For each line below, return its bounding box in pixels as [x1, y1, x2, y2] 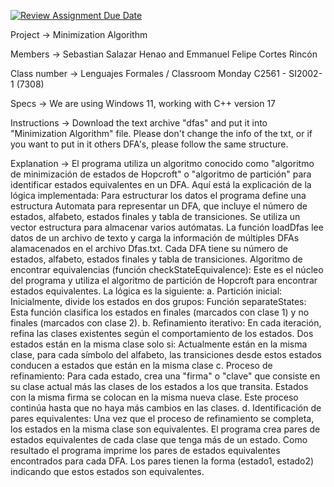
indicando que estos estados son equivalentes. [10, 466, 205, 477]
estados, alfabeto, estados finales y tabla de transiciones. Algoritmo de [10, 253, 303, 265]
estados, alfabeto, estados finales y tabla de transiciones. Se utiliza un [10, 211, 301, 222]
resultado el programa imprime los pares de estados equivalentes [10, 445, 281, 456]
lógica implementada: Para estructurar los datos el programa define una [10, 190, 307, 201]
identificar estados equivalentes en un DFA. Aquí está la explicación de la [10, 179, 312, 190]
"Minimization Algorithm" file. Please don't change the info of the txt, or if [10, 128, 313, 139]
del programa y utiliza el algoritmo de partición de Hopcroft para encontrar [10, 275, 318, 286]
